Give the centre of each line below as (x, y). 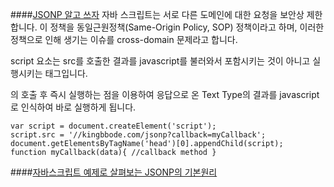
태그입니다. (66, 73)
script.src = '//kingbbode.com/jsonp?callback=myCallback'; (138, 135)
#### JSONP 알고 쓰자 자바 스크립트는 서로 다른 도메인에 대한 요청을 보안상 (157, 14)
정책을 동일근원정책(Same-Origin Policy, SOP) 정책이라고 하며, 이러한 (187, 27)
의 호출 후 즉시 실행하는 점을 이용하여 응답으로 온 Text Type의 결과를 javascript (165, 94)
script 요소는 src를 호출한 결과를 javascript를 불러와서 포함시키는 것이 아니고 (160, 61)
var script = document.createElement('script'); (113, 126)
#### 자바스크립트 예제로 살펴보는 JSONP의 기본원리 (114, 172)
